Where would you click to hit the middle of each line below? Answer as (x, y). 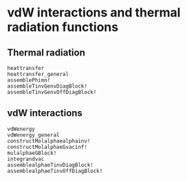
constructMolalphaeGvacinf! (47, 147)
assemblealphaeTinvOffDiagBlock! (55, 171)
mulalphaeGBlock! (32, 153)
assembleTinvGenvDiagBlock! (47, 86)
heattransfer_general (38, 74)
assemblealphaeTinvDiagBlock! (51, 165)
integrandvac (26, 159)
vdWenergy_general (33, 135)
